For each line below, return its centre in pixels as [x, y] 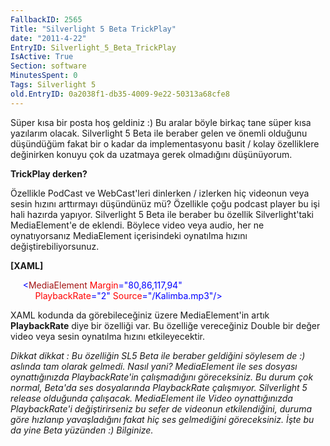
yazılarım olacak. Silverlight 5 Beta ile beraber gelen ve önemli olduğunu [159, 133]
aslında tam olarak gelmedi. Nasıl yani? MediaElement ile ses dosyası [154, 366]
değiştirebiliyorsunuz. [55, 246]
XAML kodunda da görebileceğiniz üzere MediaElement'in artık [140, 315]
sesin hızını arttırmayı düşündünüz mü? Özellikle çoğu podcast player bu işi [165, 203]
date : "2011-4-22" [48, 38]
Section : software [48, 66]
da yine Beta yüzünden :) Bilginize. [82, 430]
